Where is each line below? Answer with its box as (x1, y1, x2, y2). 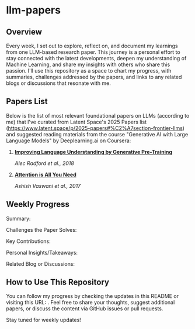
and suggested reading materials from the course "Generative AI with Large (6, 131, 189, 138)
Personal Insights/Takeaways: (6, 249, 78, 256)
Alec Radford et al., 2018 (14, 159, 74, 167)
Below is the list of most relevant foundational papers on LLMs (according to (6, 112, 190, 119)
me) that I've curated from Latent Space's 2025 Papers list (6, 118, 147, 125)
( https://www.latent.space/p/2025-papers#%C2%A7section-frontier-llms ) (6, 124, 185, 132)
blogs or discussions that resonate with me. (6, 80, 111, 87)
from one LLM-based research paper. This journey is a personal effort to (6, 49, 180, 56)
